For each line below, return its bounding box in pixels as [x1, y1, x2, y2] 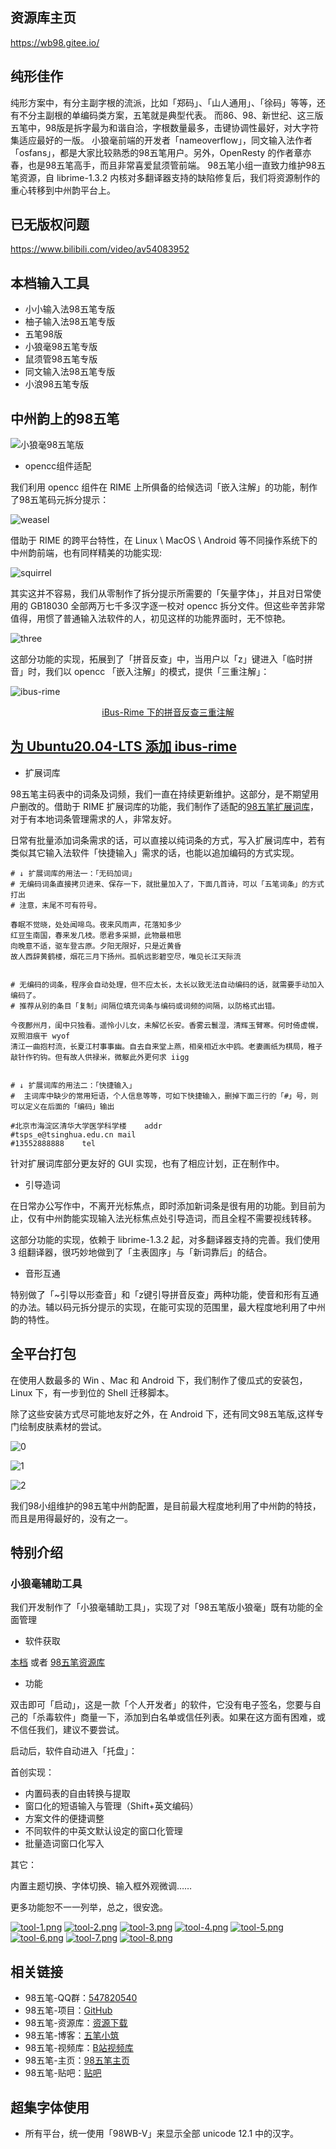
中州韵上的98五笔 [10, 410, 120, 427]
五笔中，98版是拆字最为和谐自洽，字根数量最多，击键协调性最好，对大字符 [10, 121, 320, 133]
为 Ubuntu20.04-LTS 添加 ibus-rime [10, 738, 238, 755]
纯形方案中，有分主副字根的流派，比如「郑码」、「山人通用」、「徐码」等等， [10, 96, 317, 108]
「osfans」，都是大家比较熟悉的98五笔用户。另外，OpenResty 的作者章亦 [10, 146, 312, 158]
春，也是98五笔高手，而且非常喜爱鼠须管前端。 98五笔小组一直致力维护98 [10, 159, 317, 171]
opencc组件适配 [24, 460, 92, 472]
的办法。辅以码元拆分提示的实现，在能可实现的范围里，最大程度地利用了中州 [10, 1301, 326, 1313]
